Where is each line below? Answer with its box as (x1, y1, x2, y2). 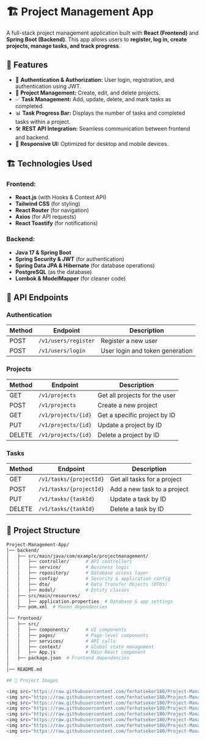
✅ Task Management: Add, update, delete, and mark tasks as (15, 95, 171, 102)
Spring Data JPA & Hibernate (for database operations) (15, 262, 155, 269)
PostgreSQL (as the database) (15, 268, 92, 275)
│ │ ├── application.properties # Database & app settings (6, 598, 173, 605)
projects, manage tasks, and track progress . (6, 42, 121, 49)
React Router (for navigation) (15, 207, 90, 214)
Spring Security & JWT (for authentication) (15, 255, 124, 262)
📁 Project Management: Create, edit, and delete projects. (15, 89, 160, 96)
